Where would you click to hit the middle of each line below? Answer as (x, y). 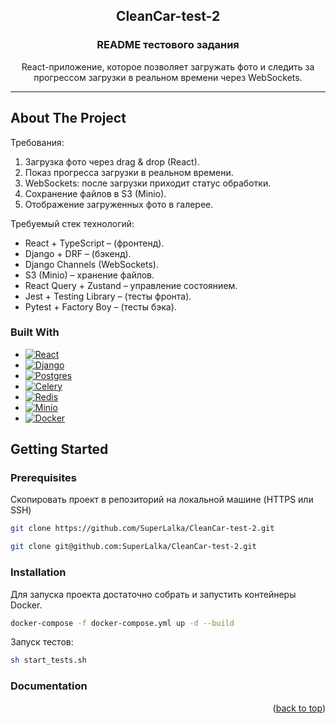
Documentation (49, 686)
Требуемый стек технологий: (72, 223)
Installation (38, 572)
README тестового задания (168, 45)
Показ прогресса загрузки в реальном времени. (129, 172)
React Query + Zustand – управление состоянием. (131, 285)
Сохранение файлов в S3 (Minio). (95, 193)
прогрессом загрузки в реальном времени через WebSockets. (168, 77)
